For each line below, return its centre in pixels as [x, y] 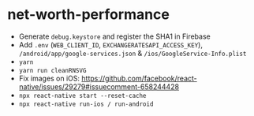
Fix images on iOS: [49, 78]
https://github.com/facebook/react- [140, 78]
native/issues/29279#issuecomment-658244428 [99, 86]
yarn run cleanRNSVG [52, 70]
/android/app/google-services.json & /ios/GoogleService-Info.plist [133, 53]
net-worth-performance [89, 15]
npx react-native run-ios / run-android [86, 104]
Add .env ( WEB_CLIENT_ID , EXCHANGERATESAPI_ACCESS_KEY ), [110, 44]
